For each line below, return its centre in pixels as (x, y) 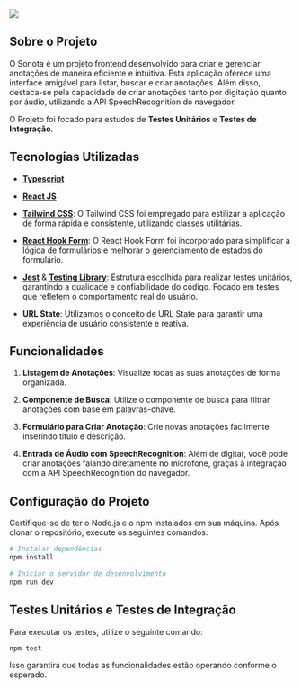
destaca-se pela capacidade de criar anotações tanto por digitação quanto (148, 92)
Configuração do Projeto (80, 501)
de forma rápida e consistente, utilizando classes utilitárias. (132, 223)
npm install (31, 558)
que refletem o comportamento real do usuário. (110, 296)
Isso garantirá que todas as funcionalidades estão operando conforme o (143, 666)
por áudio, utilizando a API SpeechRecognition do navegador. (123, 102)
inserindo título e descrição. (74, 436)
